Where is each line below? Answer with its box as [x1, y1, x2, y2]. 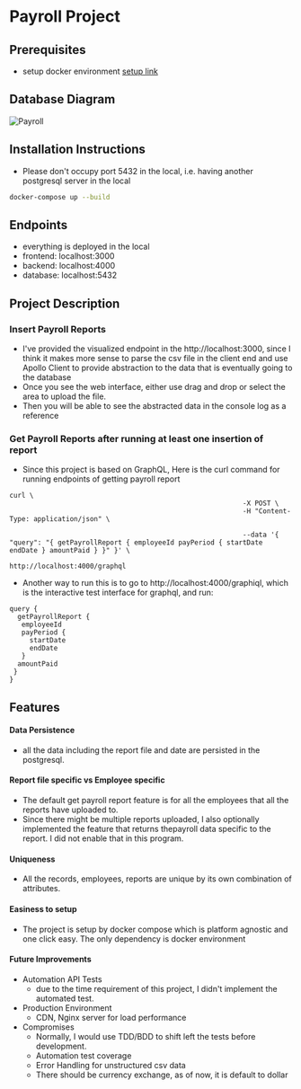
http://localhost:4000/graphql [9, 562, 127, 571]
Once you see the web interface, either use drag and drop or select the [22, 382, 286, 392]
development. [35, 1040, 87, 1051]
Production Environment [22, 1002, 112, 1013]
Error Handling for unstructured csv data [35, 1059, 186, 1070]
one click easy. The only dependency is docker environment [22, 933, 246, 944]
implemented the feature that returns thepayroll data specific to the [22, 824, 271, 835]
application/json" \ [32, 515, 111, 524]
